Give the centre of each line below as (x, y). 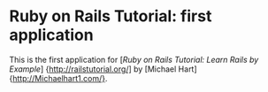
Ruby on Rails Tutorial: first (111, 16)
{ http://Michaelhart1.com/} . (58, 78)
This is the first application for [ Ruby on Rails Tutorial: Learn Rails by (134, 59)
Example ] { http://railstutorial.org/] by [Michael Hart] (103, 69)
